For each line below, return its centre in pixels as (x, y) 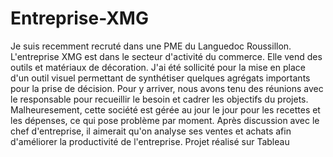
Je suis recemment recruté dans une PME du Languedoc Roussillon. (151, 46)
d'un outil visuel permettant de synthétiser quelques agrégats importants (160, 78)
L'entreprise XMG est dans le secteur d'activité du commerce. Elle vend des (166, 56)
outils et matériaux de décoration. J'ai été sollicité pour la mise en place (158, 67)
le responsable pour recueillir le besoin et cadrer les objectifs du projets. (159, 99)
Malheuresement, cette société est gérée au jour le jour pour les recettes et (165, 109)
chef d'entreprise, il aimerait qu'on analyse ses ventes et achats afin (151, 131)
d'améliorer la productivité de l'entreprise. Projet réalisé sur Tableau (150, 141)
